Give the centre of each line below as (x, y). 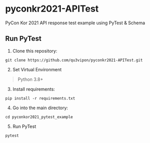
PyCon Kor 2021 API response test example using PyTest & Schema (75, 23)
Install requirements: (34, 89)
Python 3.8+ (30, 79)
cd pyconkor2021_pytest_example (39, 117)
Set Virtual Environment (37, 69)
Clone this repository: (35, 51)
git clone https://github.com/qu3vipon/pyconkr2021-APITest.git (74, 60)
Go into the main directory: (40, 108)
